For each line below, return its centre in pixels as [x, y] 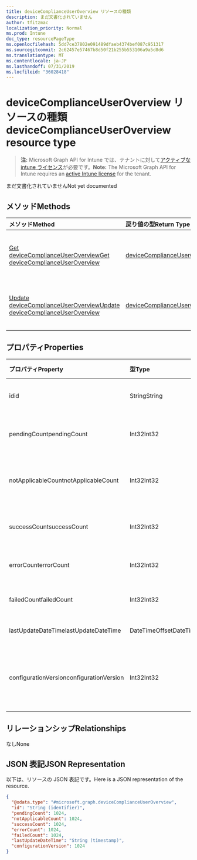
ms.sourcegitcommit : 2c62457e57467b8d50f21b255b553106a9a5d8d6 [85, 50]
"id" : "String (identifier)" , [48, 808]
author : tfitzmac [27, 22]
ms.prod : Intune [26, 34]
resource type [41, 143]
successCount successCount [49, 526]
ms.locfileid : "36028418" [38, 72]
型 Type [140, 369]
